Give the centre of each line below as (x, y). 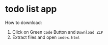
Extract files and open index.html (46, 37)
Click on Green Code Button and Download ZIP (58, 32)
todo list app (31, 9)
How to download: (24, 22)
